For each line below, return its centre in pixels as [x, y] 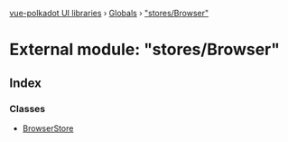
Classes [28, 109]
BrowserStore [48, 128]
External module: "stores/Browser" [144, 50]
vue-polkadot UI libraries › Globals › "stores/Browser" [109, 13]
